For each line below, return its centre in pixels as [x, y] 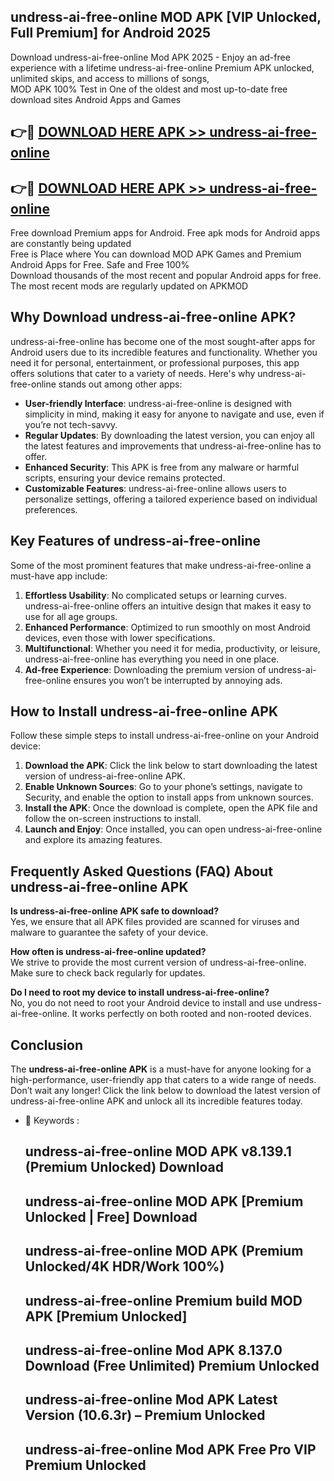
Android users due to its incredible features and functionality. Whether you [164, 352]
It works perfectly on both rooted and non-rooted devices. [191, 1014]
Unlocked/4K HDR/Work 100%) [124, 1266]
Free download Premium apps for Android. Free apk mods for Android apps [165, 233]
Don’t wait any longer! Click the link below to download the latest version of [166, 1091]
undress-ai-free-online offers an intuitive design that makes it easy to [168, 606]
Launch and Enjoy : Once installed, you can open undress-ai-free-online [173, 829]
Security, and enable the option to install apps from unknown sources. [169, 797]
